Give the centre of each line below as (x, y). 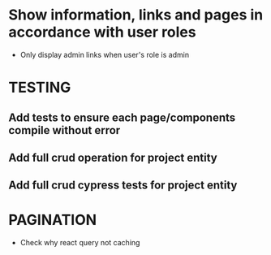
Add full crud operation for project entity (113, 157)
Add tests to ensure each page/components (122, 117)
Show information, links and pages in (136, 15)
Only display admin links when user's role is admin (104, 54)
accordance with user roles (102, 32)
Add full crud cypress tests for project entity (123, 186)
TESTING (40, 88)
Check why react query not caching (80, 243)
